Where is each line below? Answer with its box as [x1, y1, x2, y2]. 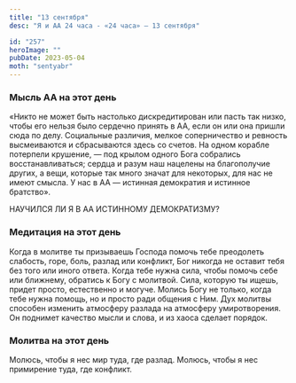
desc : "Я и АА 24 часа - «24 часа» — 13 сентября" [9, 21, 200, 30]
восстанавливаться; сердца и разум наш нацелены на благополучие [9, 159, 270, 169]
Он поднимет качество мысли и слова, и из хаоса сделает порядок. [9, 312, 269, 323]
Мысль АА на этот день [9, 90, 117, 103]
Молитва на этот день [9, 334, 110, 347]
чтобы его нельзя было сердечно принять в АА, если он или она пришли [9, 121, 285, 131]
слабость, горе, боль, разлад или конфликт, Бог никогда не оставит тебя [9, 255, 285, 266]
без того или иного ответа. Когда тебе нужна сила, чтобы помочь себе [9, 265, 278, 276]
